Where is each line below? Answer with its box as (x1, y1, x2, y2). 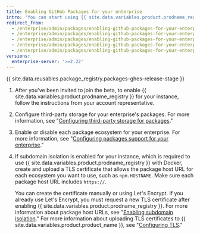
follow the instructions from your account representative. (14, 99, 155, 106)
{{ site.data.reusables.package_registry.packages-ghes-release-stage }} (6, 75, 185, 82)
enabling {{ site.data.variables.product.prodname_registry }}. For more (14, 202, 188, 209)
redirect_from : (6, 20, 44, 26)
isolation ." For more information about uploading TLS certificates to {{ (14, 215, 186, 222)
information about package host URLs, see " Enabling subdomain (14, 208, 174, 216)
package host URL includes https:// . (14, 178, 107, 185)
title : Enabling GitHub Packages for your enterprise (6, 8, 143, 15)
